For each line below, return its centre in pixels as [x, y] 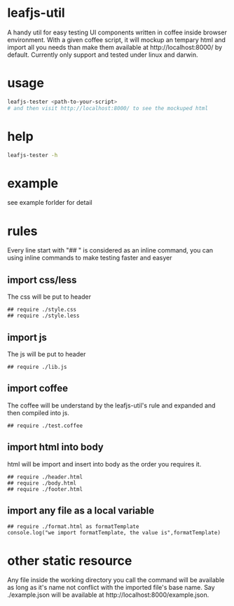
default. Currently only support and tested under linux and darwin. [103, 55]
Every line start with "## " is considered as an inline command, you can [110, 250]
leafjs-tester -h [33, 155]
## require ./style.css [42, 310]
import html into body [55, 447]
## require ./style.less [43, 316]
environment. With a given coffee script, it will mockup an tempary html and [117, 39]
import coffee [38, 388]
